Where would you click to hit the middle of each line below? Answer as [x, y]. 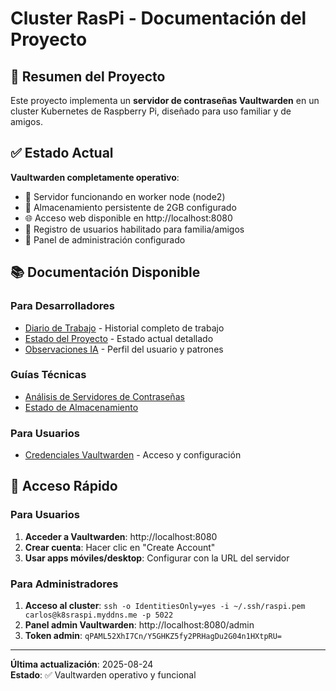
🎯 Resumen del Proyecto [88, 76]
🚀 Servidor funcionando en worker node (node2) [125, 196]
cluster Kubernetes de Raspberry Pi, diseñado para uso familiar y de [151, 111]
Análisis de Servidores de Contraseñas [104, 396]
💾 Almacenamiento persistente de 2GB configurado [130, 207]
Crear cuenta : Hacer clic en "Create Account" [120, 547]
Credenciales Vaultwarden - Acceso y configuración [133, 455]
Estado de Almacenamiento [81, 407]
